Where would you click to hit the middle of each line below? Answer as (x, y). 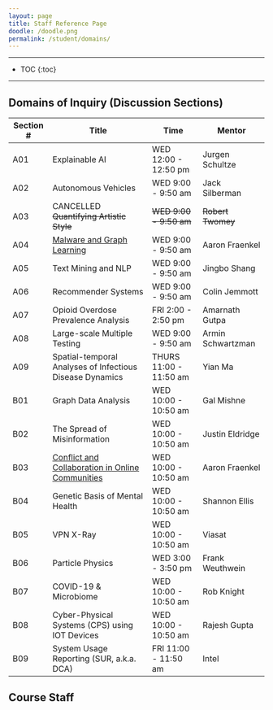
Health (65, 507)
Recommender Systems (98, 292)
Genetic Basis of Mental (98, 496)
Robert (216, 211)
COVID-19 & (77, 586)
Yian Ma (218, 367)
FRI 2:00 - (172, 310)
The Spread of (80, 429)
